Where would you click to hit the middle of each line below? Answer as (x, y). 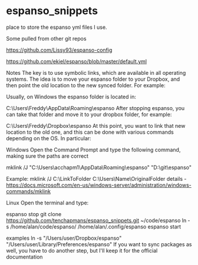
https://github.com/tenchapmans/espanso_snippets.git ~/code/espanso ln (96, 220)
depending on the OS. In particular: (49, 138)
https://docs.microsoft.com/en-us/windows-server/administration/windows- (99, 185)
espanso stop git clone (34, 214)
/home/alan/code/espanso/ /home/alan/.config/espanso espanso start (96, 226)
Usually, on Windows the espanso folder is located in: (71, 97)
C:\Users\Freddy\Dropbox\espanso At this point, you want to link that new (96, 125)
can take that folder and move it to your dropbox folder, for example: (89, 114)
